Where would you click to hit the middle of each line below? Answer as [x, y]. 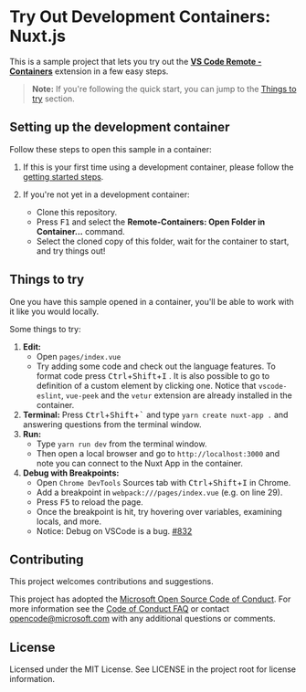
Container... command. [80, 231]
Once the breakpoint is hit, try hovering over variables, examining [159, 511]
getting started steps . [63, 176]
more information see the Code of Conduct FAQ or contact [120, 609]
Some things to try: [45, 329]
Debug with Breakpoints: [71, 473]
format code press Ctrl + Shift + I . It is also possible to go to [153, 375]
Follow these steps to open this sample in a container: [111, 149]
